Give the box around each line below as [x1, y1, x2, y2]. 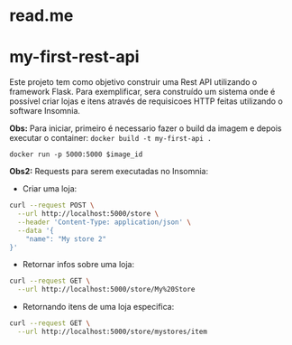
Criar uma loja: [22, 183, 78, 194]
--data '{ [17, 226, 54, 235]
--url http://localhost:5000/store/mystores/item [17, 327, 207, 336]
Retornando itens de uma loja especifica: [22, 302, 175, 312]
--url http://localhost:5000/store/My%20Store [17, 285, 196, 294]
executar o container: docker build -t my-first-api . [9, 133, 212, 144]
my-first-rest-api [9, 47, 140, 68]
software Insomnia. [9, 106, 81, 117]
